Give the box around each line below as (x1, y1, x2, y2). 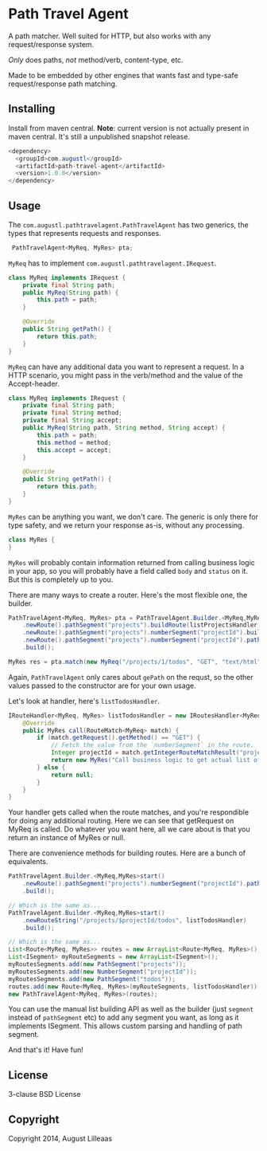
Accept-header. (8, 379, 60, 388)
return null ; (50, 771, 94, 779)
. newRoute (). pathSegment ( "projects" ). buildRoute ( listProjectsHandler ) (22, 621, 261, 630)
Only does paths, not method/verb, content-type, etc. (8, 55, 184, 65)
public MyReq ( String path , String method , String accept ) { (22, 424, 226, 432)
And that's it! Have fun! (8, 1045, 83, 1055)
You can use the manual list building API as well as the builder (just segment (8, 1004, 254, 1014)
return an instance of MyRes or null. (8, 833, 126, 843)
